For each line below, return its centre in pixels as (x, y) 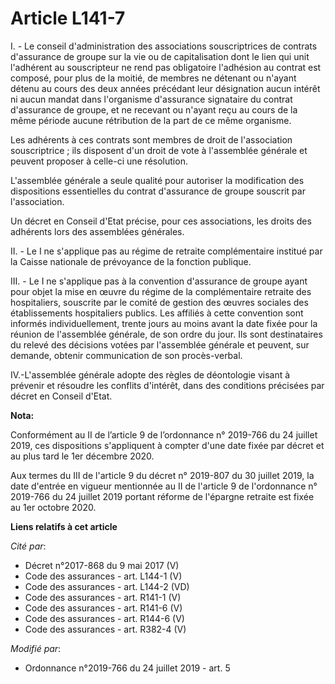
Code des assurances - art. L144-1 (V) (103, 576)
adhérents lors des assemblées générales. (97, 231)
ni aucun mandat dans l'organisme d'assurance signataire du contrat (151, 99)
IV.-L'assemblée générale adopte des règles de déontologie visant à (150, 374)
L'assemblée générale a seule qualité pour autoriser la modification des (157, 180)
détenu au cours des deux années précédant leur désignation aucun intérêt (165, 88)
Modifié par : (36, 648)
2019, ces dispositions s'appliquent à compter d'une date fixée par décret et (167, 445)
